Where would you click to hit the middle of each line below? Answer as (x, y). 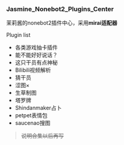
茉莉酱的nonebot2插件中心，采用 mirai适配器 (62, 23)
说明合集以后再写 (42, 136)
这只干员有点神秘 (36, 63)
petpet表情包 (31, 115)
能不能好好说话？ (36, 55)
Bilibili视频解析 (33, 70)
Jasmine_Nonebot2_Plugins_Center (60, 9)
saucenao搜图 (33, 123)
